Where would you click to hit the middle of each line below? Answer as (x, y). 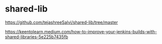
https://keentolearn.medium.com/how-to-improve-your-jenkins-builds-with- (81, 31)
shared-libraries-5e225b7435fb (37, 37)
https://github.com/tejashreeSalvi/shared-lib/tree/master (61, 22)
